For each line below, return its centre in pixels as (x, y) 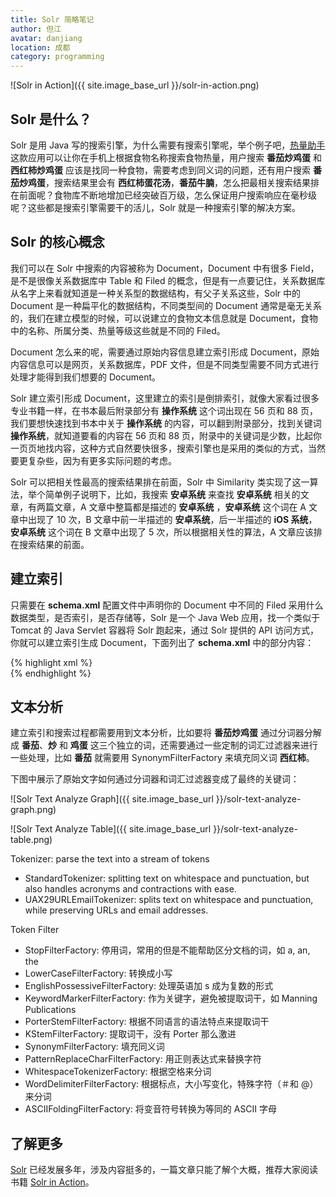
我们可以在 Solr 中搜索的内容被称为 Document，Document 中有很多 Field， (165, 268)
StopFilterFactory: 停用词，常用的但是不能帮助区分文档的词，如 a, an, (167, 950)
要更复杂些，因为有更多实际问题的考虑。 (93, 460)
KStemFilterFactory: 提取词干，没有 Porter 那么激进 (130, 1034)
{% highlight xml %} (51, 662)
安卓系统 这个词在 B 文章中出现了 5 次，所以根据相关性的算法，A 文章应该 (162, 532)
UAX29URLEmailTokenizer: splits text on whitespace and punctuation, (169, 900)
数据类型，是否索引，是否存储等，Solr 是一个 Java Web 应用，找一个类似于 (165, 617)
